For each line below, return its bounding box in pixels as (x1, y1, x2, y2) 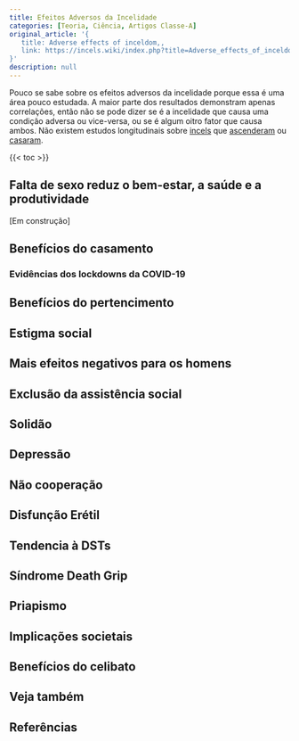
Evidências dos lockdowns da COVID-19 (9, 268, 186, 280)
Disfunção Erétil (9, 507, 101, 523)
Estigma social (9, 325, 93, 341)
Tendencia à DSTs (9, 538, 111, 553)
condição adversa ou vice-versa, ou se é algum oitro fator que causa (9, 115, 263, 126)
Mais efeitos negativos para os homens (9, 356, 232, 371)
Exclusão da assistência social (9, 386, 182, 401)
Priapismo (9, 598, 67, 613)
